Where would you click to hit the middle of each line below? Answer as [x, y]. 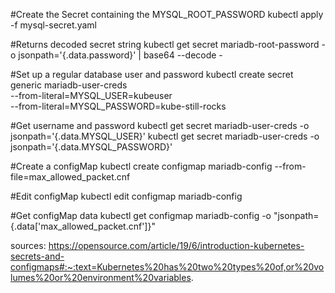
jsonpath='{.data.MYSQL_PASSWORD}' [91, 147]
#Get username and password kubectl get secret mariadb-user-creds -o [160, 125]
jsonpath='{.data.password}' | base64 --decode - [120, 55]
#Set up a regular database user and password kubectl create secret [152, 74]
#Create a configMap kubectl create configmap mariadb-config [141, 166]
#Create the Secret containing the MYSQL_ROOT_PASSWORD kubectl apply [167, 14]
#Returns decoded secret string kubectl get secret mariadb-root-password [165, 44]
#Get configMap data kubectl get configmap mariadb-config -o [141, 215]
